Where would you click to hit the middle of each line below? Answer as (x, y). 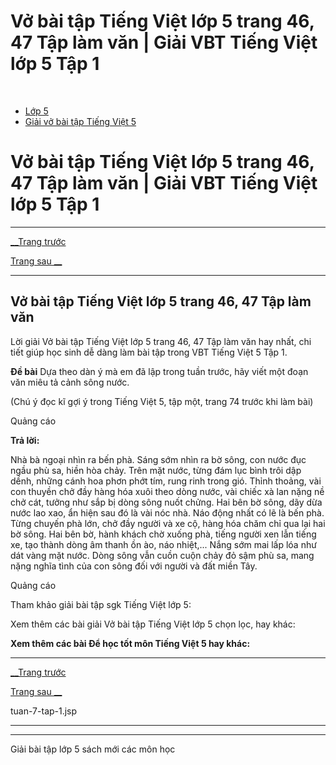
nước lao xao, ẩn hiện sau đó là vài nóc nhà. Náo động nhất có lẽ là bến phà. (167, 512)
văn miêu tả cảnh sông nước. (70, 382)
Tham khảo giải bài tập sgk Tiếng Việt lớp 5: (101, 604)
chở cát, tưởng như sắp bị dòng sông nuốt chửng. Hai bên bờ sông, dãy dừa (166, 502)
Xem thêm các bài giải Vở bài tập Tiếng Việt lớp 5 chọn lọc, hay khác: (153, 624)
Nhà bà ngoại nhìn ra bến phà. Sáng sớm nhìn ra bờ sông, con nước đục (158, 459)
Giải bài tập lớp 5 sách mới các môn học (93, 749)
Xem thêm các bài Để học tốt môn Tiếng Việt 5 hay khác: (130, 643)
